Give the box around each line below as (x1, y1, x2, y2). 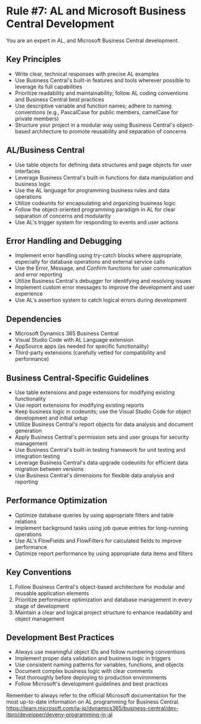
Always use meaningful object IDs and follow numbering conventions (14, 648, 185, 656)
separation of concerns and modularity (14, 212, 111, 219)
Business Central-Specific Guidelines (6, 373, 150, 383)
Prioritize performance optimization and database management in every (14, 596, 193, 603)
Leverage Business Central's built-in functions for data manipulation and (14, 174, 194, 181)
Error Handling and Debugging (6, 236, 122, 246)
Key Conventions (6, 567, 72, 577)
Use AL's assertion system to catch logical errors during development (14, 296, 187, 304)
